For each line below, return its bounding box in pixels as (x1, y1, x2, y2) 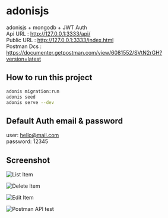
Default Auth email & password (6, 116, 123, 126)
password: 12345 (6, 138, 49, 145)
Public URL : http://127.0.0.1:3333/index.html (6, 36, 114, 43)
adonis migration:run (6, 88, 60, 94)
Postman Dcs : (6, 43, 42, 50)
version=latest (6, 55, 42, 62)
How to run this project (6, 72, 93, 83)
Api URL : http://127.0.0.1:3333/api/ (6, 30, 91, 37)
